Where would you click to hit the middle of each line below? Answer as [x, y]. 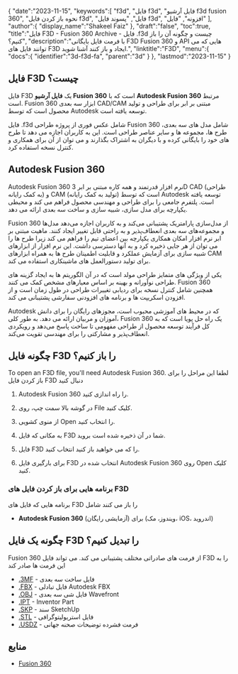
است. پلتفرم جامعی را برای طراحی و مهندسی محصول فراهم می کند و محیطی [111, 202]
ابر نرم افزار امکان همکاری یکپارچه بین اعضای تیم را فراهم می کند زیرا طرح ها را [115, 238]
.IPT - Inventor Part [46, 602]
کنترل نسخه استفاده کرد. [41, 147]
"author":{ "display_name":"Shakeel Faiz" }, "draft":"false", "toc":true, [109, 26]
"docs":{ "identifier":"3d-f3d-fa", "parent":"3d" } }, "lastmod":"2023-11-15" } [119, 56]
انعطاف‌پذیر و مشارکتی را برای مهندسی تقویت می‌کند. [79, 333]
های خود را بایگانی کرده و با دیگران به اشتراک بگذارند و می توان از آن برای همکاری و [119, 139]
